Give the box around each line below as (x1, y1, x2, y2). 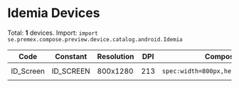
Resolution (97, 51, 134, 61)
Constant (54, 51, 87, 61)
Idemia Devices (7, 5, 100, 21)
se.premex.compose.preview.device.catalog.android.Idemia (7, 35, 183, 43)
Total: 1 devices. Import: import (7, 28, 98, 37)
